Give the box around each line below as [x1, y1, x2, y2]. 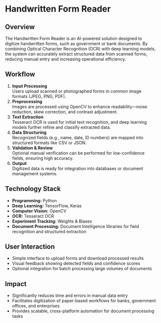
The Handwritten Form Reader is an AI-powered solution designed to [5, 35, 143, 41]
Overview [5, 23, 35, 31]
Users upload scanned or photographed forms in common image [12, 88, 142, 94]
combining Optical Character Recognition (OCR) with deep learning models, [5, 46, 156, 51]
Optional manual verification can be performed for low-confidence [12, 150, 145, 156]
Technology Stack [5, 185, 61, 193]
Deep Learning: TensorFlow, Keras [12, 203, 82, 209]
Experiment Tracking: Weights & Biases [12, 218, 92, 224]
